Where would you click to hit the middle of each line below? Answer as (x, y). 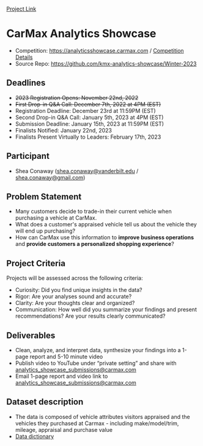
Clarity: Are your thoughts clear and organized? (75, 303)
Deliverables (31, 335)
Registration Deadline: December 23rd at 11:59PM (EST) (85, 110)
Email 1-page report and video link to (61, 376)
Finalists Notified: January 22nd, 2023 (63, 130)
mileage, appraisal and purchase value (64, 429)
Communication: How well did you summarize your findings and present (106, 310)
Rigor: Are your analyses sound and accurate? (73, 296)
